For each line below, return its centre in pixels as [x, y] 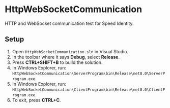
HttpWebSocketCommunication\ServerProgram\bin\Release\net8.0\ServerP [89, 74]
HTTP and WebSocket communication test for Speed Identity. [69, 23]
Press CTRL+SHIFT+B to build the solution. [57, 62]
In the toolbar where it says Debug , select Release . [66, 57]
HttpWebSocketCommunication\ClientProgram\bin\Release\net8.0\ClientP [89, 90]
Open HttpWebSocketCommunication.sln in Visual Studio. [70, 51]
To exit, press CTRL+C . [36, 100]
